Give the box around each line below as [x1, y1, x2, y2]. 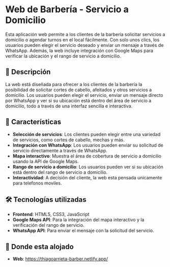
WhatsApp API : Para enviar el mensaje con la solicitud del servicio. [12, 228, 154, 234]
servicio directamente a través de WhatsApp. [12, 147, 108, 153]
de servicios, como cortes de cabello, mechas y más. [12, 137, 125, 143]
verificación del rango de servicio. [12, 222, 85, 228]
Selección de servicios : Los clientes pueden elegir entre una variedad [12, 131, 161, 137]
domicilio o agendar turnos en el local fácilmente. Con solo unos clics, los [5, 37, 160, 43]
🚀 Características [5, 118, 62, 126]
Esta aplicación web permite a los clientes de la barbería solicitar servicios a [5, 31, 165, 37]
